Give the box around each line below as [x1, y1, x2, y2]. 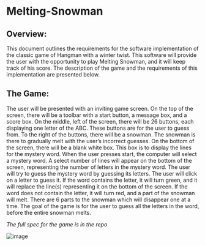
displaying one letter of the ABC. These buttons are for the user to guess [6, 124, 190, 132]
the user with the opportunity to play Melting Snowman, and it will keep [6, 58, 186, 65]
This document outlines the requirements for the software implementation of [6, 45, 199, 52]
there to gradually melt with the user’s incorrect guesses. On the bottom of [6, 137, 195, 144]
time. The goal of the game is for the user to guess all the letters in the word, [6, 202, 199, 209]
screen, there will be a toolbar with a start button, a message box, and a [6, 111, 187, 119]
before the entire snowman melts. [6, 209, 92, 216]
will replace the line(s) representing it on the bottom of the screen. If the [6, 182, 188, 190]
